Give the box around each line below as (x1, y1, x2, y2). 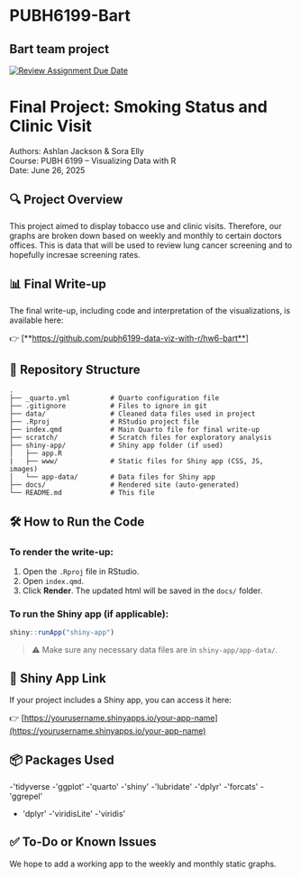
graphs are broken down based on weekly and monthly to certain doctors (9, 230, 282, 241)
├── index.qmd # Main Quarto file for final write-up (9, 425, 260, 434)
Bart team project (9, 41, 110, 57)
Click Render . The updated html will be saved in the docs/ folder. (22, 585, 263, 596)
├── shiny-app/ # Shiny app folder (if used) (9, 441, 223, 451)
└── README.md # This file (9, 489, 155, 498)
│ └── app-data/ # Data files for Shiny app (9, 472, 216, 482)
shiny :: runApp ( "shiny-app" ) (9, 628, 115, 637)
